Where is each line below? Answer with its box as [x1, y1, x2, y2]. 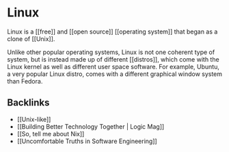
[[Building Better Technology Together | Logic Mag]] [16, 122, 165, 131]
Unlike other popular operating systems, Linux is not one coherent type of [7, 48, 215, 56]
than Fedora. [7, 77, 43, 85]
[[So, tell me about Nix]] [16, 129, 85, 138]
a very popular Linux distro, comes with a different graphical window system [7, 70, 223, 78]
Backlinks [7, 97, 50, 109]
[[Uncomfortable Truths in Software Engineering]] [16, 137, 157, 145]
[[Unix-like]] [16, 115, 51, 123]
